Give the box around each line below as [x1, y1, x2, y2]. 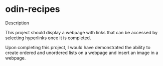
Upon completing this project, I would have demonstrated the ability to [5, 44, 150, 50]
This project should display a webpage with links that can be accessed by [5, 29, 158, 35]
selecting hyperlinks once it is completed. [5, 35, 91, 41]
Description [5, 20, 29, 26]
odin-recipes [5, 3, 60, 15]
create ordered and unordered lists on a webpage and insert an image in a [5, 50, 158, 56]
